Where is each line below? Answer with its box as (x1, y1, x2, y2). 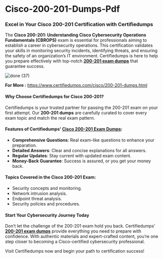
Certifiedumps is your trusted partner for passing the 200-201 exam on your (5, 104, 158, 110)
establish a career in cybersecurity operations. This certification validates (5, 43, 153, 49)
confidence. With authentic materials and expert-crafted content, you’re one (5, 233, 159, 239)
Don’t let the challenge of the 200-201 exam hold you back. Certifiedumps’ (5, 223, 155, 229)
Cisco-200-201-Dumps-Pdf (5, 3, 121, 15)
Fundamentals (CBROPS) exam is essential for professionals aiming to (5, 37, 147, 43)
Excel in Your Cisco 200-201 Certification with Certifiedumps (5, 21, 153, 28)
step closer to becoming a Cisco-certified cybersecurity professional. (5, 239, 145, 245)
